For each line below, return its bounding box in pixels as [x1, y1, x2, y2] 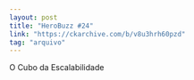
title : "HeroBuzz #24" [9, 21, 94, 30]
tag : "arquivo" [9, 37, 66, 47]
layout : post [9, 12, 58, 22]
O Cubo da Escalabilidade [9, 62, 105, 73]
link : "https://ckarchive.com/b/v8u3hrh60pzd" [9, 29, 186, 38]
